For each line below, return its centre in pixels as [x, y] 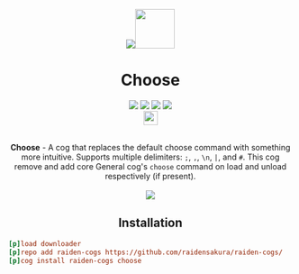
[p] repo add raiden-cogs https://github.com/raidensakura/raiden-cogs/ [145, 252]
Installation [150, 223]
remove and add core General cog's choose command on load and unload [150, 166]
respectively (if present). [150, 176]
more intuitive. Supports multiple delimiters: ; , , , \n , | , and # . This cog [150, 157]
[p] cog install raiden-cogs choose [75, 260]
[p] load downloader [45, 243]
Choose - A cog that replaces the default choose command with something [150, 147]
